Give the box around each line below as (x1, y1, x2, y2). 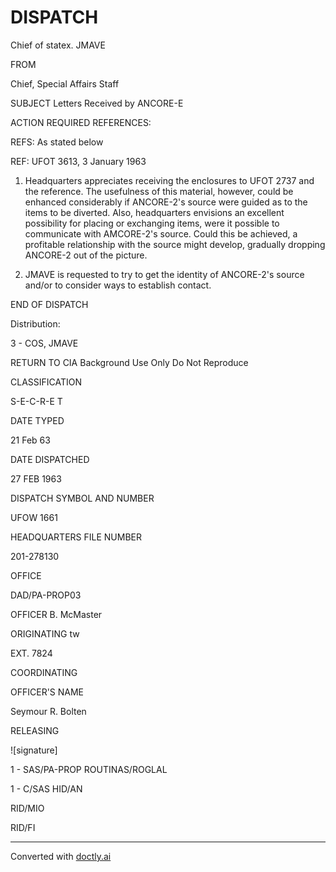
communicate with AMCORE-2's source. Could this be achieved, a (24, 227, 298, 240)
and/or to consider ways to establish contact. (24, 279, 212, 291)
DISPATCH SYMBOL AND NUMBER (10, 492, 155, 504)
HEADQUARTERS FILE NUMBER (10, 531, 142, 543)
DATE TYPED (10, 414, 65, 426)
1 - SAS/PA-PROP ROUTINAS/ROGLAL (10, 763, 168, 775)
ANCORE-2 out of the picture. (24, 249, 148, 261)
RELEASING (10, 724, 60, 736)
